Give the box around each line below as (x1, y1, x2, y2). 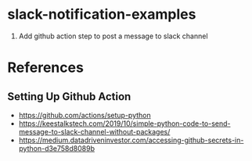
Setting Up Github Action (7, 90, 131, 103)
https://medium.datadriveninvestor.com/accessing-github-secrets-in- (18, 135, 244, 145)
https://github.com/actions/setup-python (18, 110, 151, 120)
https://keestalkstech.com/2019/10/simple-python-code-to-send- (18, 119, 231, 128)
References (7, 59, 84, 77)
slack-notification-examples (7, 5, 196, 23)
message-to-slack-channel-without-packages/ (18, 127, 171, 136)
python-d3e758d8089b (18, 143, 95, 153)
